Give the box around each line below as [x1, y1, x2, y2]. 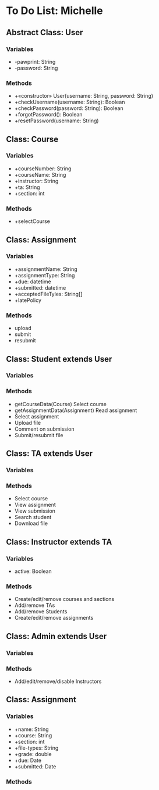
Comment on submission [14, 425, 75, 432]
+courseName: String [14, 171, 66, 178]
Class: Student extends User [6, 354, 112, 364]
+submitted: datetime [14, 284, 66, 291]
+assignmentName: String [14, 265, 77, 273]
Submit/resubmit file [14, 431, 63, 438]
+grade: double [14, 750, 52, 757]
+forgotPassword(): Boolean [14, 111, 83, 118]
